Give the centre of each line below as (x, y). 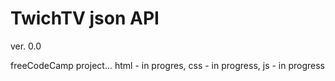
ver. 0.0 (26, 46)
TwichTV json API (85, 18)
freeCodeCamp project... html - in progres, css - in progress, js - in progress (168, 65)
